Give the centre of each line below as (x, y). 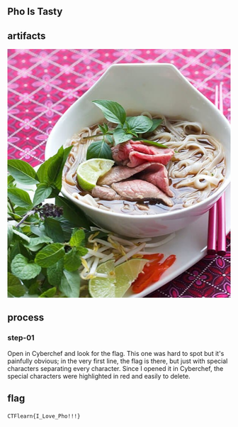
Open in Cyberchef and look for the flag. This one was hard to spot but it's (116, 353)
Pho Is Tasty (35, 12)
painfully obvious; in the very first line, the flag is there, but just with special (118, 361)
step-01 (21, 338)
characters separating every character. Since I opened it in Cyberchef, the (115, 368)
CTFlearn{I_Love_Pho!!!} (44, 416)
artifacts (27, 36)
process (26, 318)
